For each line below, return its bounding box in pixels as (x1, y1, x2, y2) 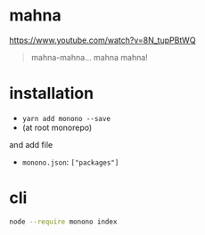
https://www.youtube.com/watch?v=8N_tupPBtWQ (9, 35, 196, 45)
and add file (9, 139, 53, 150)
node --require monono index (9, 217, 118, 226)
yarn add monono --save (21, 114, 111, 123)
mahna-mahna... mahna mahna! (30, 52, 149, 62)
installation (9, 84, 94, 103)
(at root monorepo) (21, 122, 93, 133)
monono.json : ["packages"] (21, 157, 119, 167)
